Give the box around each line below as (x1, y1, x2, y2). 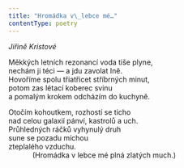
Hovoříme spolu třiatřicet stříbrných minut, (8, 74, 150, 84)
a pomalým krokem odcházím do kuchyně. (8, 91, 150, 101)
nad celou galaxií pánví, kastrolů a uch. (8, 115, 139, 125)
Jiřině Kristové (8, 41, 57, 51)
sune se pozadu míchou (8, 132, 89, 142)
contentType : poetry (8, 19, 79, 27)
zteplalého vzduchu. (8, 141, 77, 151)
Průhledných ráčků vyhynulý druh (8, 124, 122, 134)
